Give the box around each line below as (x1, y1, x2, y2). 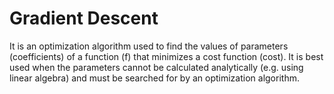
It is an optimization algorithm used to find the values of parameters (9, 40, 289, 52)
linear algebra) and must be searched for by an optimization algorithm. (9, 72, 300, 84)
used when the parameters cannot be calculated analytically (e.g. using (9, 61, 304, 73)
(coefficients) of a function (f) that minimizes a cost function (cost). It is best (9, 50, 324, 62)
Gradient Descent (9, 7, 159, 30)
